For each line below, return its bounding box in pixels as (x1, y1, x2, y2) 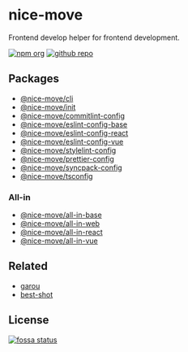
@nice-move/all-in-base (19, 210, 103, 220)
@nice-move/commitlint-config (19, 111, 126, 120)
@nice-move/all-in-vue (19, 236, 99, 246)
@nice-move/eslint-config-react (19, 128, 129, 137)
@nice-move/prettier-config (19, 154, 115, 163)
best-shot (19, 289, 53, 299)
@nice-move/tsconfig (19, 171, 93, 180)
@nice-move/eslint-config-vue (19, 137, 124, 146)
